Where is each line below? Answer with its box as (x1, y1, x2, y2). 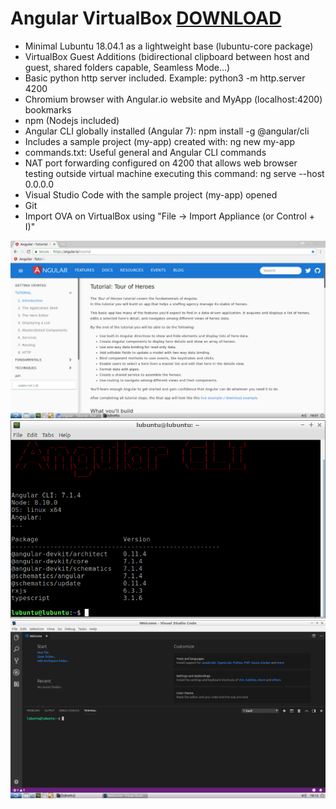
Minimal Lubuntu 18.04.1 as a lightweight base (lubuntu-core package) (24, 40, 314, 52)
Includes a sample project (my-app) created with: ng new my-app (24, 135, 295, 147)
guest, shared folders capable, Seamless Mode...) (24, 61, 231, 73)
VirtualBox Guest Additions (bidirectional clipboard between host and (24, 50, 310, 62)
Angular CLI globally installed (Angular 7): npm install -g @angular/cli (24, 125, 310, 137)
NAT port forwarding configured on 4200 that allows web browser (24, 157, 298, 169)
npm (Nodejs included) (24, 114, 120, 126)
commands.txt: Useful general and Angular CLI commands (24, 146, 267, 158)
